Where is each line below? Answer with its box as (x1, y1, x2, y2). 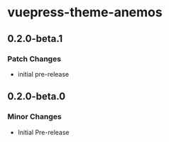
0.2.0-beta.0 (7, 90, 66, 103)
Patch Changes (7, 54, 62, 64)
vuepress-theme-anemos (7, 4, 163, 21)
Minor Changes (7, 111, 62, 121)
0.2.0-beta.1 (7, 33, 63, 45)
